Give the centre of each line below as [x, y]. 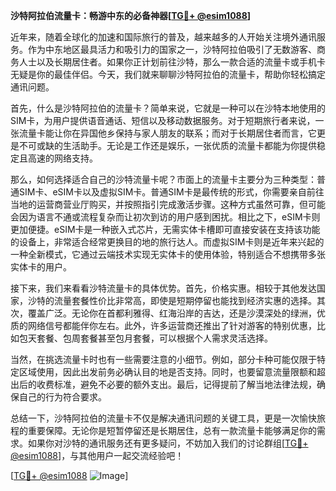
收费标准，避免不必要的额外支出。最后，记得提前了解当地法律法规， [176, 384]
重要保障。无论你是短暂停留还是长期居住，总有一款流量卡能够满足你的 [172, 430]
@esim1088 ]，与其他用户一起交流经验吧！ [97, 455]
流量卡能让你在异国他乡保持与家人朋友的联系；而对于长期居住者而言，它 [167, 133]
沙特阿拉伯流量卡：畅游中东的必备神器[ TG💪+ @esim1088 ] [131, 15]
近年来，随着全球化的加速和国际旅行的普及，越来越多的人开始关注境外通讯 [163, 37]
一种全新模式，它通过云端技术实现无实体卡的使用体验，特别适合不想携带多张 [168, 254]
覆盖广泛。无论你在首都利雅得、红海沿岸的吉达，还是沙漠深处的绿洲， [172, 313]
